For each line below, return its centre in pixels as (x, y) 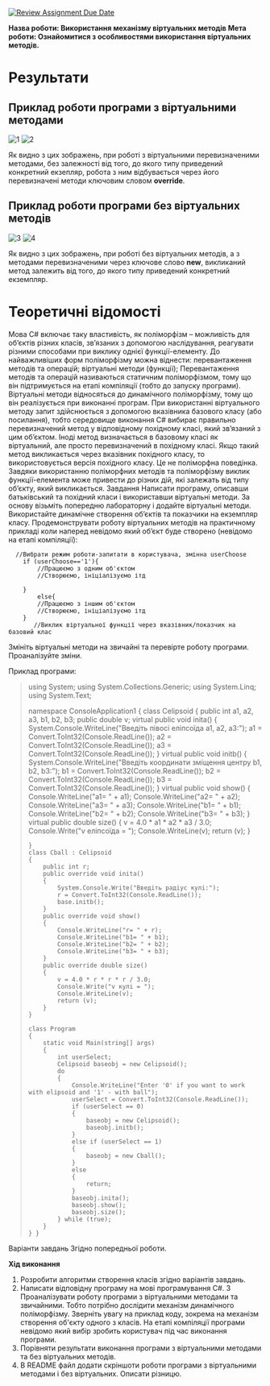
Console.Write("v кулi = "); (106, 986)
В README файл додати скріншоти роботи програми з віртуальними (138, 1365)
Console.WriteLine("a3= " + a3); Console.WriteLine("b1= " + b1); (135, 805)
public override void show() (92, 916)
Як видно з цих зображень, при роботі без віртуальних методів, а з (124, 253)
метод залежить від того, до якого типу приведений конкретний (119, 271)
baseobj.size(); (99, 1212)
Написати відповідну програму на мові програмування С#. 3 (125, 1288)
